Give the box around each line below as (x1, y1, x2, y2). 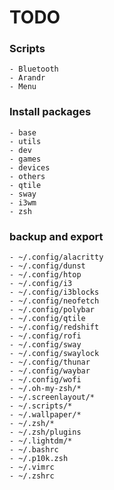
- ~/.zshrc (9, 471, 55, 481)
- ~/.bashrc (9, 445, 59, 455)
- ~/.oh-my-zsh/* (9, 384, 82, 394)
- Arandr (9, 73, 46, 83)
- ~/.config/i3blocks (9, 287, 100, 298)
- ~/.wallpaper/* (9, 410, 82, 420)
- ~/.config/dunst (9, 261, 86, 271)
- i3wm (9, 197, 37, 208)
